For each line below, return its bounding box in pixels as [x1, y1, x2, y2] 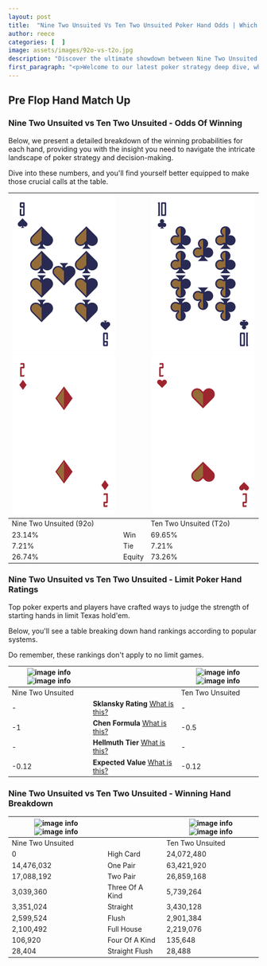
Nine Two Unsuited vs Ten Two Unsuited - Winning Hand [8, 788, 231, 800]
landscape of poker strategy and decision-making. [8, 152, 174, 162]
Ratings [8, 584, 39, 595]
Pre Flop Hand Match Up [8, 94, 131, 108]
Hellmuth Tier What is [92, 737, 165, 748]
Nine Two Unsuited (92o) [11, 518, 95, 529]
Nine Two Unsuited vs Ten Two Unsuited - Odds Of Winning [8, 118, 242, 129]
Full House [106, 924, 142, 933]
